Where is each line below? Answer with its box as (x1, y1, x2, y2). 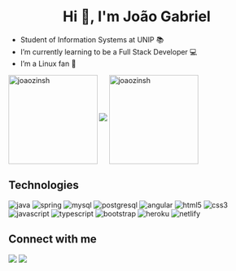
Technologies (8, 178, 80, 192)
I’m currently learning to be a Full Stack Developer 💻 (20, 46, 198, 56)
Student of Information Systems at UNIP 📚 (20, 34, 164, 44)
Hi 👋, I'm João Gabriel (62, 7, 212, 26)
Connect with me (8, 232, 98, 247)
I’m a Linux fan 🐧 (20, 59, 76, 68)
